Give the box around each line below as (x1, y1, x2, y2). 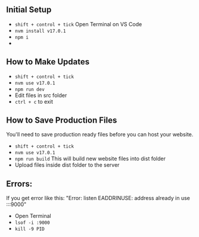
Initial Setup (6, 5, 52, 15)
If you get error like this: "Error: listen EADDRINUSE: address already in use (6, 195, 191, 202)
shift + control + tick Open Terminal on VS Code (14, 20, 142, 27)
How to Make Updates (6, 57, 90, 67)
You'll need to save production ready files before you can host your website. (6, 131, 194, 138)
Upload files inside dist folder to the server (14, 161, 120, 169)
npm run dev (14, 86, 45, 92)
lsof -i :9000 (14, 220, 50, 226)
